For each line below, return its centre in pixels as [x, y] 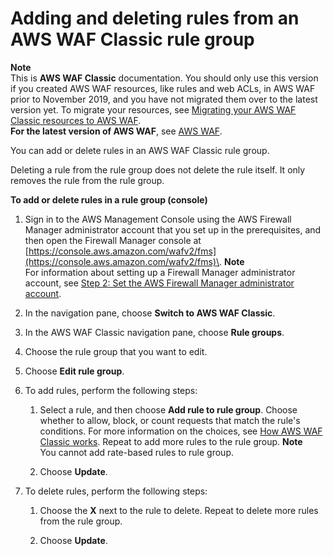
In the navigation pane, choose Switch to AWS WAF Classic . [150, 313]
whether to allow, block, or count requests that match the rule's [170, 420]
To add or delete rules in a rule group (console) [109, 199]
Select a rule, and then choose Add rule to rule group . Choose [168, 409]
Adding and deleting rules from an [155, 18]
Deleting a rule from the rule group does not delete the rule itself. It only [158, 169]
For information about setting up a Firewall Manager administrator [160, 272]
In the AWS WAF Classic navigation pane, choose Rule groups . [154, 332]
